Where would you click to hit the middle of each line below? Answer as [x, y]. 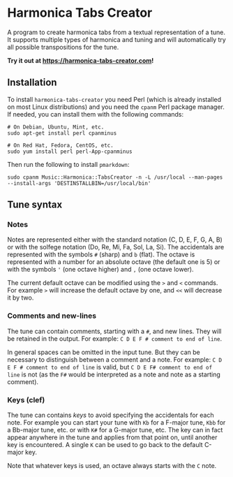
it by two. [21, 298]
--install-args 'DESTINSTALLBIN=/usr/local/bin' [79, 183]
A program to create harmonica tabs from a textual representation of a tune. [116, 32]
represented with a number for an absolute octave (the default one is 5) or [114, 262]
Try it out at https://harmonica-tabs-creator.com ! [81, 60]
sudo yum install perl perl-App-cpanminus [70, 152]
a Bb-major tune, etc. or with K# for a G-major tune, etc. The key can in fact [115, 430]
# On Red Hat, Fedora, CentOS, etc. [60, 145]
